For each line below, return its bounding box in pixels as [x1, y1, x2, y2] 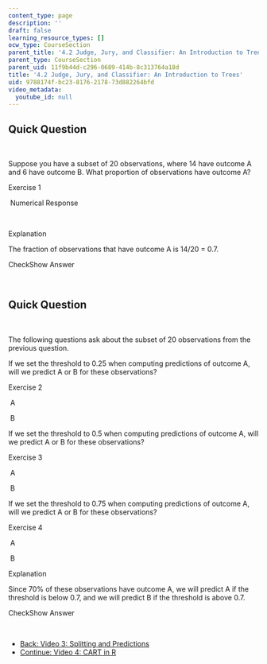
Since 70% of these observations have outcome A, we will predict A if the [8, 584, 249, 593]
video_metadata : [8, 85, 62, 94]
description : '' [8, 19, 62, 27]
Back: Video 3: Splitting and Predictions [19, 639, 149, 648]
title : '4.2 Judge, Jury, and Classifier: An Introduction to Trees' [8, 71, 244, 79]
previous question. [8, 343, 69, 352]
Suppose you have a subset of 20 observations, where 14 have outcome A [8, 159, 252, 169]
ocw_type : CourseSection [8, 41, 91, 49]
